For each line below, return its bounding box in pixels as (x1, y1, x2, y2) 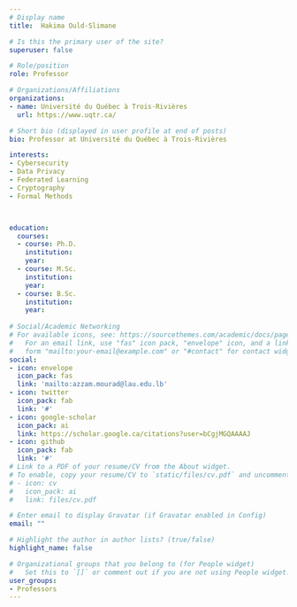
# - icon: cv (9, 479, 57, 487)
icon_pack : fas (17, 371, 73, 381)
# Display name (9, 12, 65, 22)
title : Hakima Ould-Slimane (9, 21, 117, 30)
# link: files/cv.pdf (9, 495, 97, 504)
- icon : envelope (9, 363, 73, 372)
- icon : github (9, 438, 65, 447)
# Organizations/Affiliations (9, 86, 121, 95)
